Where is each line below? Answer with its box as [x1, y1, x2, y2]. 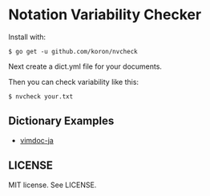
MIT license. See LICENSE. [8, 180, 97, 190]
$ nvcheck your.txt [8, 92, 74, 101]
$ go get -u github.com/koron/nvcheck [8, 47, 138, 55]
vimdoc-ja [19, 135, 54, 145]
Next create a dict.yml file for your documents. [8, 62, 163, 71]
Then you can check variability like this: [8, 77, 139, 86]
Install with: [8, 32, 46, 42]
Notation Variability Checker [8, 6, 202, 24]
